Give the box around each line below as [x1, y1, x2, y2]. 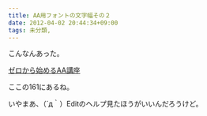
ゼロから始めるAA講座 [8, 65, 81, 75]
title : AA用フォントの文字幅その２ [8, 11, 111, 20]
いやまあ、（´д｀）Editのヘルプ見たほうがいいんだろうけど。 [8, 99, 203, 109]
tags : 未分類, [8, 26, 51, 34]
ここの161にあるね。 [8, 82, 74, 92]
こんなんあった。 [8, 49, 64, 58]
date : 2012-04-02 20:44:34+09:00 [8, 19, 119, 27]
